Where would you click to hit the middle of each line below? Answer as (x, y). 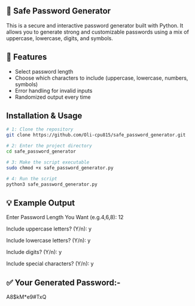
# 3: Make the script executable (48, 162)
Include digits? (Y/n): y (34, 252)
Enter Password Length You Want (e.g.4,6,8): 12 (65, 217)
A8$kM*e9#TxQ (26, 297)
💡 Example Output (41, 203)
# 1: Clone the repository (40, 129)
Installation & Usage (44, 116)
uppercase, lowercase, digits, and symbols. (60, 38)
